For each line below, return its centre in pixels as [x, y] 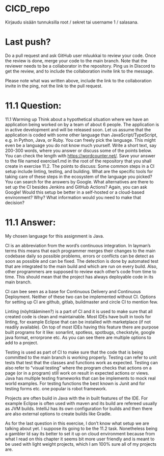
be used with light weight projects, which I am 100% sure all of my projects [81, 444]
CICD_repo [27, 9]
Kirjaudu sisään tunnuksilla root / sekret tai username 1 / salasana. [72, 22]
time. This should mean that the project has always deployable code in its [79, 277]
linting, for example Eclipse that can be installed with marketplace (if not [78, 322]
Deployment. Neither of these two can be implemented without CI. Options [81, 297]
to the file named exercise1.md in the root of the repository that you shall [78, 161]
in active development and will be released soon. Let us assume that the [78, 129]
